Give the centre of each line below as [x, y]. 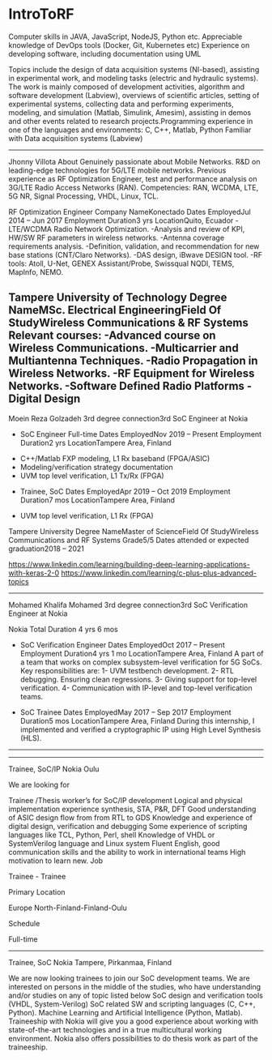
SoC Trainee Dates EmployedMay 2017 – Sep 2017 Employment [126, 712]
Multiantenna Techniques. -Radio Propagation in [133, 361]
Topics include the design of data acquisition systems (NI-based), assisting [134, 69]
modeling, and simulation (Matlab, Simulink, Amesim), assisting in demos [130, 112]
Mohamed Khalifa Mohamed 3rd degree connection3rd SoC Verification [128, 605]
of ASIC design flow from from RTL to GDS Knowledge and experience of [131, 817]
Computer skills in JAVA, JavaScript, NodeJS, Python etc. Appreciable [125, 36]
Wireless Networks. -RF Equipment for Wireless [132, 374]
